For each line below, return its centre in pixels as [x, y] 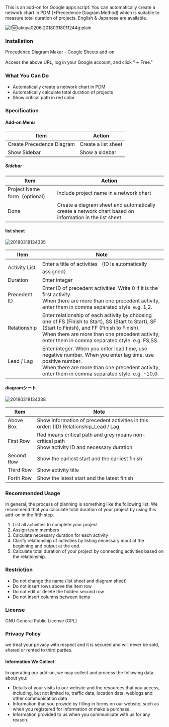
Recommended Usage [33, 494]
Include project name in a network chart [104, 193]
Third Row [20, 470]
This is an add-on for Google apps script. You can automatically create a [80, 7]
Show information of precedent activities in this [93, 421]
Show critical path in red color [44, 97]
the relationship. [29, 557]
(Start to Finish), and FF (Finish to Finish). [91, 328]
